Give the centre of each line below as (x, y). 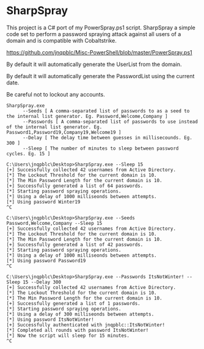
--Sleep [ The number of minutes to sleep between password (100, 148)
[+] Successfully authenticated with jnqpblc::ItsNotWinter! (86, 325)
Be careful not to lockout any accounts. (56, 94)
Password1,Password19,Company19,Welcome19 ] (64, 132)
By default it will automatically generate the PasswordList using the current (100, 76)
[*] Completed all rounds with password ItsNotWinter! (78, 330)
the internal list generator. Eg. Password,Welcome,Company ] (87, 116)
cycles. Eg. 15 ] (28, 153)
